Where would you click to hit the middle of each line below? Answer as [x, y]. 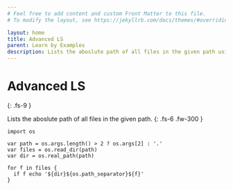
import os [21, 131]
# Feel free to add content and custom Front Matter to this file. [107, 14]
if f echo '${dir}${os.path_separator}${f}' [79, 174]
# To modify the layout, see [49, 20]
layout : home [26, 33]
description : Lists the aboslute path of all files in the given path [111, 52]
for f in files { [32, 168]
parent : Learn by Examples [46, 46]
